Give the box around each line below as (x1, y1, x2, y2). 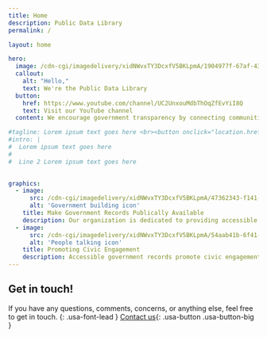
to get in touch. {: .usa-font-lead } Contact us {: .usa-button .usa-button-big (8, 312, 254, 321)
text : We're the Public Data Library (22, 84, 148, 92)
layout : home (8, 40, 52, 48)
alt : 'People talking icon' (29, 239, 123, 247)
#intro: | (8, 136, 41, 144)
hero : (8, 55, 26, 63)
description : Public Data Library (8, 19, 123, 27)
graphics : (8, 179, 41, 187)
